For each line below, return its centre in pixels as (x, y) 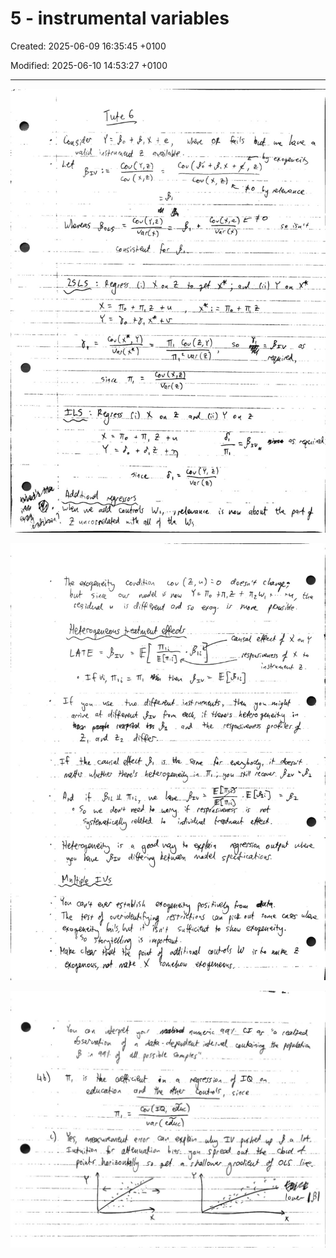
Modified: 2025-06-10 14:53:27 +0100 (89, 65)
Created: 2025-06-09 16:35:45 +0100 (88, 46)
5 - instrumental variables (120, 18)
